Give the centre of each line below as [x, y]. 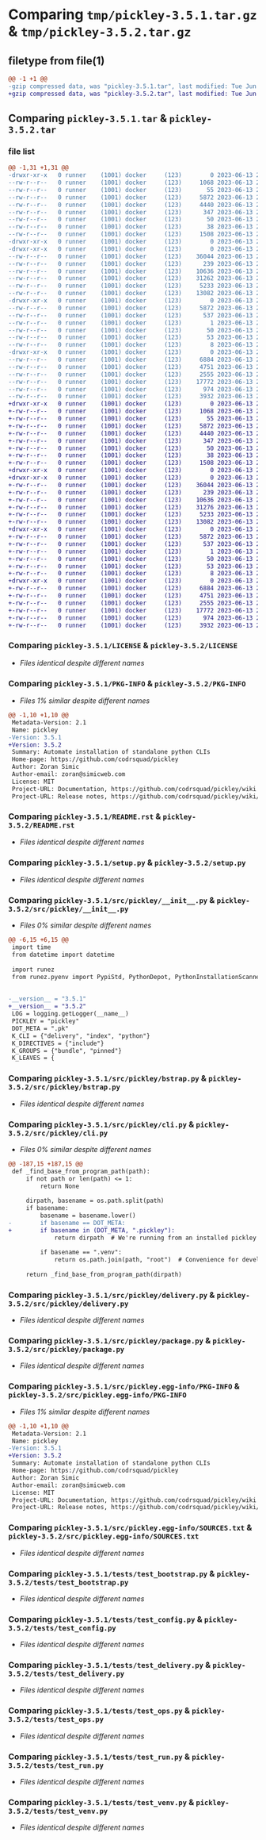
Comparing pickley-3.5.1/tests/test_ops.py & [99, 1711]
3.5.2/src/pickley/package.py [66, 1350]
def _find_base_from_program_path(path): [81, 1171]
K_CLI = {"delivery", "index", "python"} [81, 1036]
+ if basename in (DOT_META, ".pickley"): [92, 1230]
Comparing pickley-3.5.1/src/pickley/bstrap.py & [108, 1078]
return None [60, 1186]
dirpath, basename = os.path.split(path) [95, 1201]
